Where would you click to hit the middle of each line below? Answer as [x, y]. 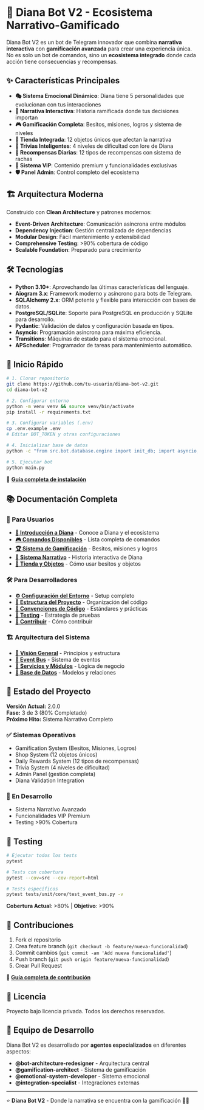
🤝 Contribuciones [40, 925]
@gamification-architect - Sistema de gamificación [80, 1069]
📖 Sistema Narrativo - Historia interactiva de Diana [79, 557]
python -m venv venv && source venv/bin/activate [70, 406]
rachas [24, 159]
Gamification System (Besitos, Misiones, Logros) [76, 748]
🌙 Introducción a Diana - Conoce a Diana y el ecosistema [87, 533]
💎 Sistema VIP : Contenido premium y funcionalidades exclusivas [96, 165]
